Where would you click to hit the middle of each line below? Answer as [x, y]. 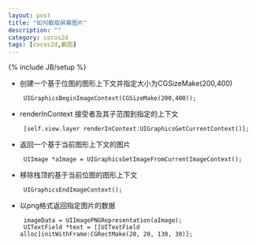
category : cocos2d [38, 37]
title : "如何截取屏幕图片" [48, 23]
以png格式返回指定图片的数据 [67, 206]
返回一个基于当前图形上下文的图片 [75, 145]
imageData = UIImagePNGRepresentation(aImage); [103, 221]
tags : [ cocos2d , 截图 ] [43, 45]
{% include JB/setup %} [47, 67]
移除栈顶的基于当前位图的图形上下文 [78, 175]
